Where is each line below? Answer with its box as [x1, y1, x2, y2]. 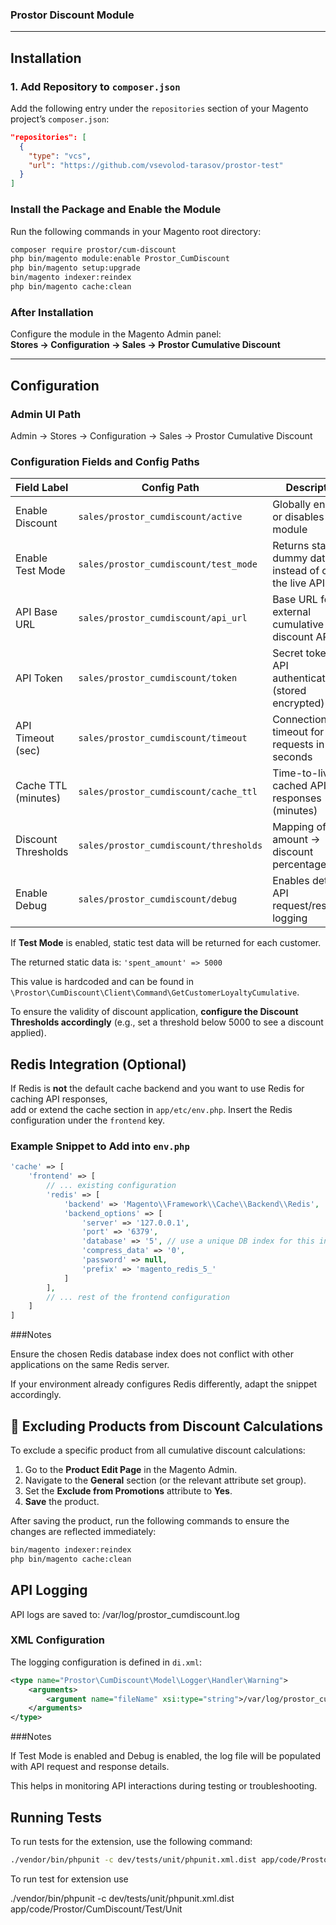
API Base [15, 605, 58, 619]
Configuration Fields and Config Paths [10, 454, 200, 468]
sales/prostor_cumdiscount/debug [78, 894, 238, 905]
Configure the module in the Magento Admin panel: [10, 328, 222, 340]
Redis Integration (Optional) [10, 1056, 187, 1073]
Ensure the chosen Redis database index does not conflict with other [10, 1348, 294, 1360]
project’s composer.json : [10, 113, 110, 125]
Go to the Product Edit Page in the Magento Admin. [24, 1463, 238, 1475]
